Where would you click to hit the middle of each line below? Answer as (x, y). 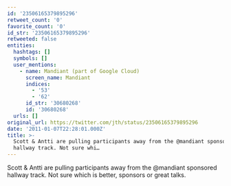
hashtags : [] (32, 52)
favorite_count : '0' (37, 26)
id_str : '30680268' (53, 103)
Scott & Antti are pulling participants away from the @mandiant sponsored (112, 167)
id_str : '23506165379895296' (49, 33)
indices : (38, 84)
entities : (21, 45)
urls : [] (26, 116)
